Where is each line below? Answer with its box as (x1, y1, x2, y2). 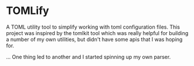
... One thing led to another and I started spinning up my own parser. (6, 53, 171, 60)
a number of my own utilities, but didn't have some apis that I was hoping (6, 36, 183, 43)
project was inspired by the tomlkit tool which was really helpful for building (6, 29, 189, 36)
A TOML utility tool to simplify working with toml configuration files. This (6, 23, 181, 30)
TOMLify (6, 4, 49, 18)
